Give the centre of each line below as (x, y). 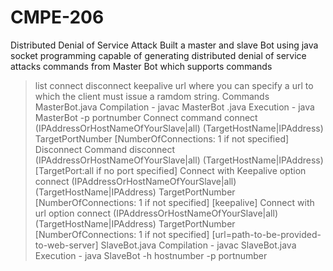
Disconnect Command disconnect (105, 149)
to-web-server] (66, 245)
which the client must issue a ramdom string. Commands (152, 96)
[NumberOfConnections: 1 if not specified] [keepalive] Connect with (174, 202)
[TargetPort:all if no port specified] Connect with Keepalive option (170, 170)
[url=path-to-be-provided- (266, 234)
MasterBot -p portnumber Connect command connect (146, 117)
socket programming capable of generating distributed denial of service (158, 55)
